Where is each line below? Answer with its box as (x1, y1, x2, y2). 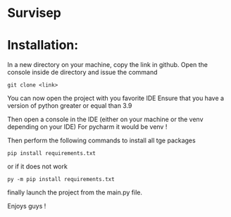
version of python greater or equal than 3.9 (7, 101, 132, 110)
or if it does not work (7, 162, 68, 170)
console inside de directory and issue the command (7, 68, 158, 77)
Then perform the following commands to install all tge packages (7, 136, 196, 145)
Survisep (7, 5, 61, 21)
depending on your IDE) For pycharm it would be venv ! (7, 123, 168, 131)
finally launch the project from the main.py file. (7, 188, 143, 197)
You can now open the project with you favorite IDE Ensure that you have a (7, 94, 224, 103)
